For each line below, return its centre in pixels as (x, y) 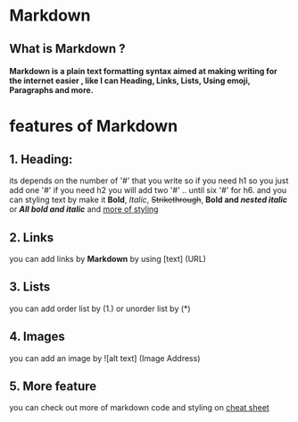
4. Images (37, 337)
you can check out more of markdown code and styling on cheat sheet (139, 408)
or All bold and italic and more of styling (84, 209)
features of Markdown (94, 127)
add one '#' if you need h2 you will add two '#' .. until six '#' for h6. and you (148, 190)
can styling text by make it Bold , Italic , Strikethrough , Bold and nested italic (149, 200)
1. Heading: (41, 159)
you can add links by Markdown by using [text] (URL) (108, 258)
